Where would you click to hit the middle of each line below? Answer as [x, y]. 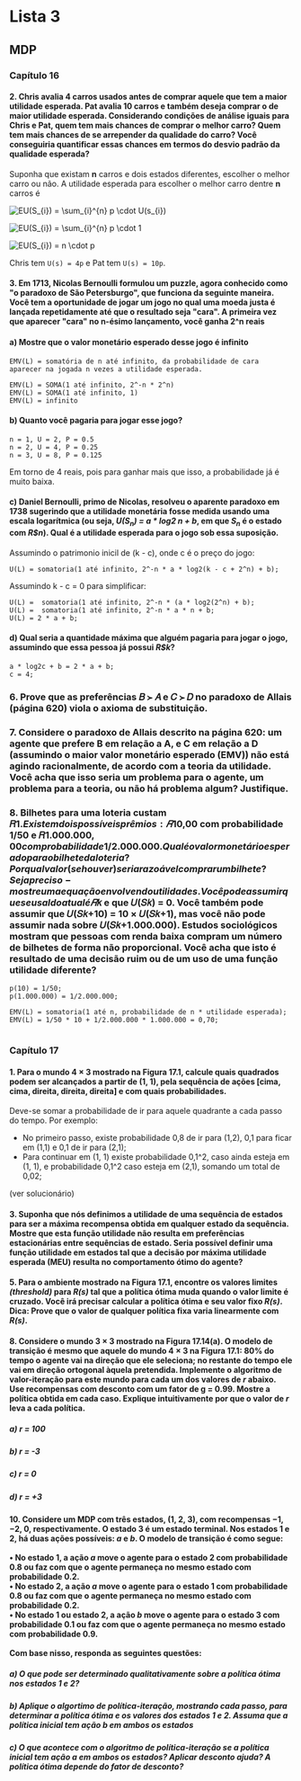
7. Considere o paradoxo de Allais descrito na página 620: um [146, 732]
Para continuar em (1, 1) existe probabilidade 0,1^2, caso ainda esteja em [156, 1157]
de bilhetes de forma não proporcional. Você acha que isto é [143, 948]
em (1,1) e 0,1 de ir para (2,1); [74, 1147]
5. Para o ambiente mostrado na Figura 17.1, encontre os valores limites [144, 1282]
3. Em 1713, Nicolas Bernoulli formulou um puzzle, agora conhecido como [149, 283]
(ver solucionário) [42, 1194]
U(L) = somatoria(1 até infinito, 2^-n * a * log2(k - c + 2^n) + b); [144, 569]
